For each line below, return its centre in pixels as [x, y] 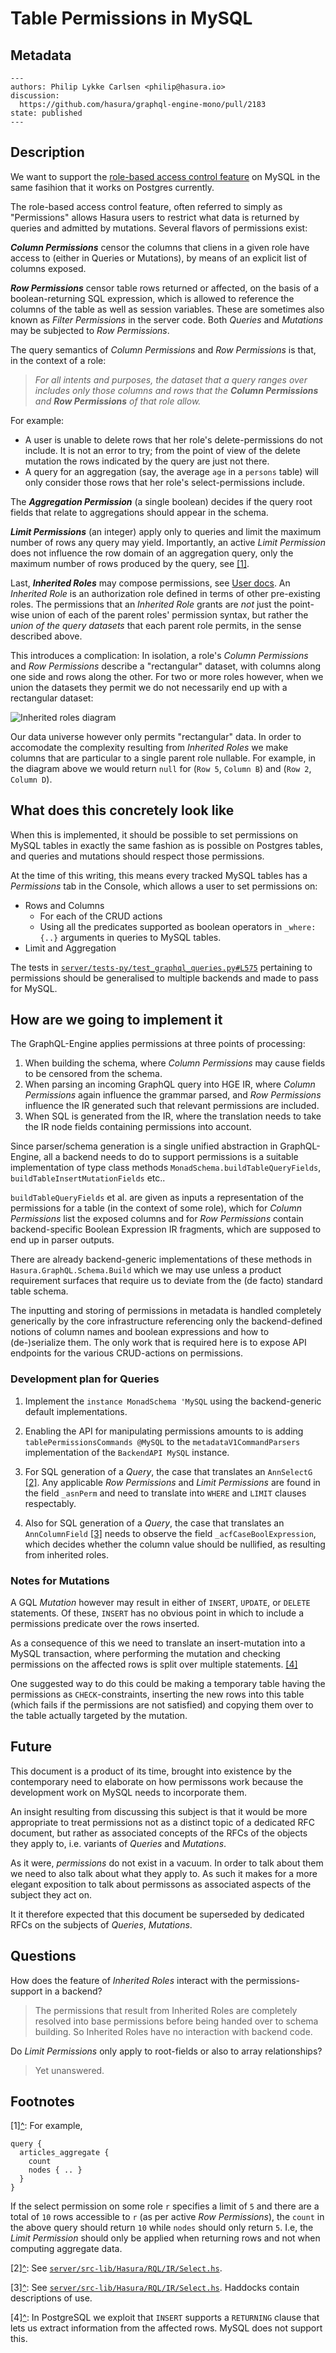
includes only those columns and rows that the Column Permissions [176, 390]
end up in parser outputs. [62, 1240]
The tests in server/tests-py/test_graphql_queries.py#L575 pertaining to [161, 967]
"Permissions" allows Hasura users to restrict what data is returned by [155, 217]
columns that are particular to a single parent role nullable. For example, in [163, 758]
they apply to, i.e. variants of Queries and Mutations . [118, 1843]
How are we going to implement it [116, 1020]
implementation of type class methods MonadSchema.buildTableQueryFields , [166, 1168]
